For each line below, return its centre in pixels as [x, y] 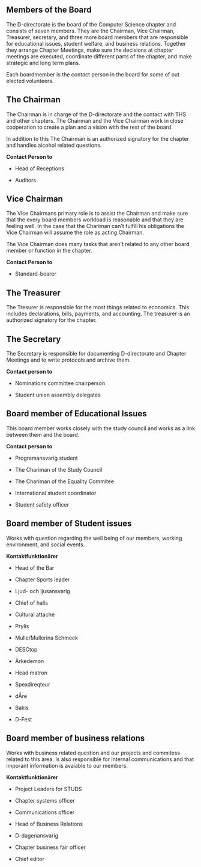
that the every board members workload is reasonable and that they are [95, 220]
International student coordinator [55, 493]
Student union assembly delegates [58, 395]
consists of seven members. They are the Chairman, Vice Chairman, [91, 31]
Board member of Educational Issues [76, 414]
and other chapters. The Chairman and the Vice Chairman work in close [95, 120]
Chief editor [30, 859]
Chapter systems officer [45, 800]
